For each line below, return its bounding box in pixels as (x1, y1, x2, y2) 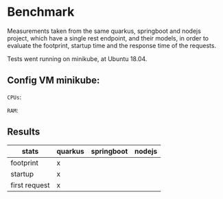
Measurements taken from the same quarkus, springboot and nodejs (7, 27, 201, 35)
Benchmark (7, 4, 75, 20)
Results (7, 126, 40, 138)
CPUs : (7, 93, 22, 101)
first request (10, 180, 50, 189)
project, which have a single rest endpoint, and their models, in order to (7, 34, 209, 42)
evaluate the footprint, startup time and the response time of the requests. (7, 41, 217, 49)
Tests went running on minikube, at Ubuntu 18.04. (7, 54, 148, 62)
